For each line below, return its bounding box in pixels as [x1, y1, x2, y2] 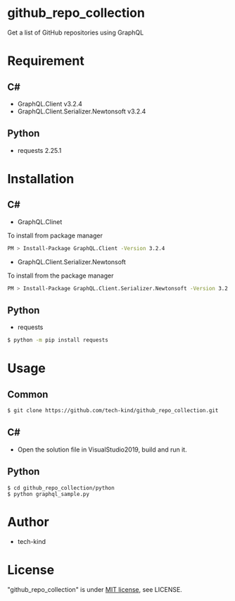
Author [7, 514, 49, 530]
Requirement [7, 53, 84, 69]
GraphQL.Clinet [17, 217, 63, 226]
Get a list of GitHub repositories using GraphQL [7, 28, 144, 37]
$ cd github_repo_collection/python [7, 484, 115, 491]
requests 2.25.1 [17, 146, 62, 154]
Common [7, 388, 49, 400]
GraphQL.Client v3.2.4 [17, 99, 83, 108]
